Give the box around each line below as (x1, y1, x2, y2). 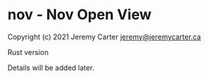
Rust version (7, 47, 49, 57)
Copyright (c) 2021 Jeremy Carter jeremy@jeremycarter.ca (7, 32, 202, 41)
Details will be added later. (7, 62, 95, 73)
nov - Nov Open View (7, 6, 152, 24)
